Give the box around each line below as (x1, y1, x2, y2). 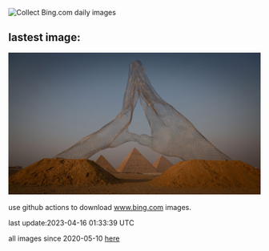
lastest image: (8, 30, 81, 44)
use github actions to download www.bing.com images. (8, 203, 192, 213)
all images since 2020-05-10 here (8, 233, 120, 244)
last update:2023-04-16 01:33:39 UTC (8, 218, 134, 228)
